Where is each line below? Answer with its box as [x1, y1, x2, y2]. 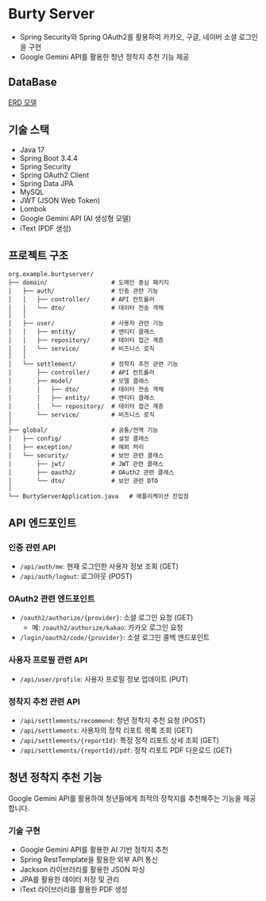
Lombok [19, 204, 48, 213]
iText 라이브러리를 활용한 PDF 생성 [19, 884, 129, 895]
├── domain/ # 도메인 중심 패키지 [8, 279, 169, 287]
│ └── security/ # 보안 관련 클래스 [8, 452, 164, 460]
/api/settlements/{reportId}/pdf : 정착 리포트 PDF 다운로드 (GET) [19, 745, 233, 755]
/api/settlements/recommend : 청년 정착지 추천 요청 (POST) [19, 715, 206, 724]
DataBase [8, 76, 57, 89]
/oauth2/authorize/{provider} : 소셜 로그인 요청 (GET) [19, 613, 194, 623]
